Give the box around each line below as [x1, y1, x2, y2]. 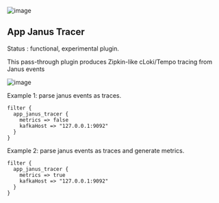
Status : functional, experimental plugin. [7, 44, 120, 53]
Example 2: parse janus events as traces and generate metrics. [7, 146, 185, 154]
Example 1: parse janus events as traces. [7, 91, 122, 99]
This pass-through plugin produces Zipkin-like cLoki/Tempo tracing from [7, 57, 213, 66]
